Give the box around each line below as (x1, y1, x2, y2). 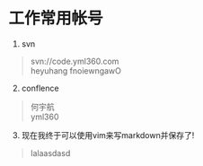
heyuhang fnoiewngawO (30, 65, 122, 76)
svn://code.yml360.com (30, 56, 119, 66)
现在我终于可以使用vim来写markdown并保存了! (21, 129, 195, 140)
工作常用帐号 (8, 8, 104, 29)
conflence (21, 83, 59, 93)
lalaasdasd (30, 147, 71, 158)
